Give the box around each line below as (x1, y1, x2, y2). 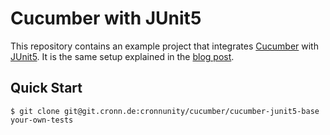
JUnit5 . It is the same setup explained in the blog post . (10, 50, 235, 62)
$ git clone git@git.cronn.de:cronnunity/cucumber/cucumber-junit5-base (10, 106, 320, 116)
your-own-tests (10, 115, 74, 125)
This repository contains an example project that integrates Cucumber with (10, 40, 319, 52)
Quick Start (10, 80, 83, 97)
